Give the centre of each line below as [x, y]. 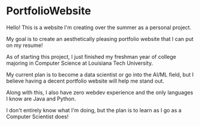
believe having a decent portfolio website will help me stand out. [85, 81]
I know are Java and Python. [41, 99]
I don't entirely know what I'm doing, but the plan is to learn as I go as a [94, 110]
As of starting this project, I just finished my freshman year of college [91, 56]
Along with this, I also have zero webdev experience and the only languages [100, 92]
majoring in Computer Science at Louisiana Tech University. [80, 63]
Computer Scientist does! [37, 116]
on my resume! [24, 45]
